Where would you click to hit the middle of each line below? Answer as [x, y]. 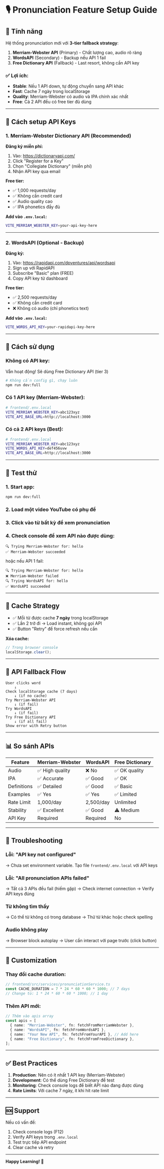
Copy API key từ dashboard [40, 278]
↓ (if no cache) [31, 696]
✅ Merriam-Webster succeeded [36, 552]
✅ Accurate [50, 778]
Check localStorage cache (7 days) [42, 692]
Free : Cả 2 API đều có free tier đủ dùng [52, 102]
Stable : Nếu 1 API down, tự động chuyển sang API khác [68, 86]
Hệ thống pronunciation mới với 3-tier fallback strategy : [62, 43]
